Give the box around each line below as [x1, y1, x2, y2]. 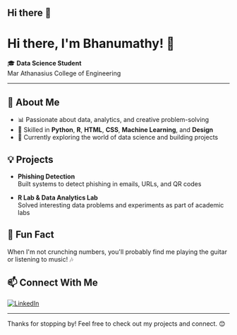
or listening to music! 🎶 [7, 255, 74, 263]
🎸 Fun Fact [7, 229, 54, 240]
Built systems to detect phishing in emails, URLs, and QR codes [17, 179, 202, 188]
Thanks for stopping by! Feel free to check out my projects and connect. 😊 [7, 319, 226, 328]
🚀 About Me [7, 96, 60, 108]
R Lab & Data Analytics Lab [17, 193, 99, 202]
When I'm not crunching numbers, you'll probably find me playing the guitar [7, 248, 228, 256]
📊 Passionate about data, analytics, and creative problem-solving [17, 116, 209, 124]
